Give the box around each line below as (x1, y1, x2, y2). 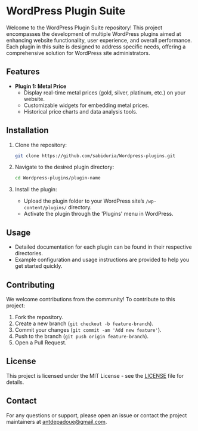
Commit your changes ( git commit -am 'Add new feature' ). (14, 326, 162, 333)
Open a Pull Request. (14, 339, 67, 346)
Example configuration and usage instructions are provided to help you (14, 256, 190, 264)
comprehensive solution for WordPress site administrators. (6, 49, 150, 56)
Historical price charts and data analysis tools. (23, 108, 138, 115)
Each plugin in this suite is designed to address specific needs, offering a (6, 43, 186, 50)
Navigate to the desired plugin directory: (14, 163, 115, 171)
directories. (14, 250, 44, 257)
